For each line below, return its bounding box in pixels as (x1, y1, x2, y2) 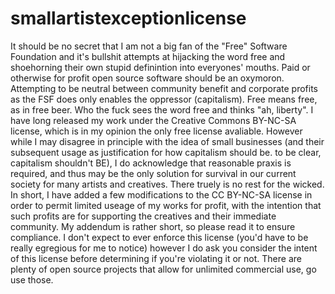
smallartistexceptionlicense (10, 7, 247, 30)
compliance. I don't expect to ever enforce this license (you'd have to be (10, 231, 309, 243)
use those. (10, 273, 54, 286)
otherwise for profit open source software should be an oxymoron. (10, 72, 285, 84)
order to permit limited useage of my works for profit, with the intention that (10, 199, 322, 211)
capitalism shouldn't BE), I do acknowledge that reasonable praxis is (10, 157, 292, 169)
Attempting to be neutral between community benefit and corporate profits (10, 82, 318, 94)
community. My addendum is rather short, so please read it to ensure (10, 220, 296, 232)
